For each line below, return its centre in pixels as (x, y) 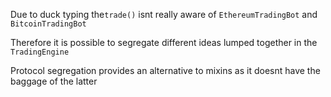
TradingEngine (40, 52)
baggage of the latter (54, 81)
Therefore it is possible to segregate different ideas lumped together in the (164, 42)
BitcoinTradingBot (48, 24)
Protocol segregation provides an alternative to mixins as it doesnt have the (165, 70)
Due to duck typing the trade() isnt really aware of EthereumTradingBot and (164, 14)
